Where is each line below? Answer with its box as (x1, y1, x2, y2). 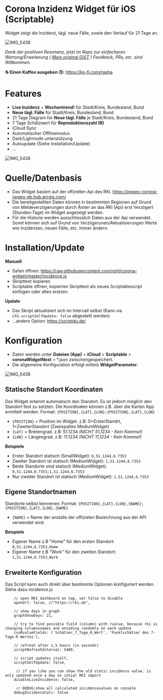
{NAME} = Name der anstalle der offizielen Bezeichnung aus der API (12, 515, 146, 520)
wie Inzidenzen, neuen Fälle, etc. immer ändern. (12, 225, 109, 231)
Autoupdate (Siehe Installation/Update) (12, 140, 91, 146)
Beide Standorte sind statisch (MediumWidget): (12, 463, 107, 469)
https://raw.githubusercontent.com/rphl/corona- (40, 268, 137, 273)
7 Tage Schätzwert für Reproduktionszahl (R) (12, 120, 105, 126)
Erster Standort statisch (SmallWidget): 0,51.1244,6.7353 (12, 452, 127, 458)
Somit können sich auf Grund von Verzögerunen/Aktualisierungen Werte (12, 220, 157, 226)
